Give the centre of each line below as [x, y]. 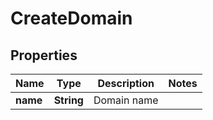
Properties [44, 55]
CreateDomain [71, 18]
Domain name [126, 100]
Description [126, 83]
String [68, 100]
